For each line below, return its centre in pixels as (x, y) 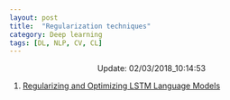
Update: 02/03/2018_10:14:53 (152, 68)
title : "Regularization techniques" (80, 26)
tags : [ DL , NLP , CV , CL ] (56, 43)
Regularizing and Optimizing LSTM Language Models (121, 86)
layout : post (34, 18)
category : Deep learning (56, 34)
